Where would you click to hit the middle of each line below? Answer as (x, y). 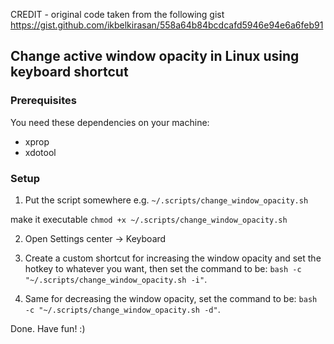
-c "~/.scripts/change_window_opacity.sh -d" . (122, 309)
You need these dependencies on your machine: (110, 122)
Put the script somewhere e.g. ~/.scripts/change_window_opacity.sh (166, 200)
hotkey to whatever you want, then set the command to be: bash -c (163, 268)
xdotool (40, 152)
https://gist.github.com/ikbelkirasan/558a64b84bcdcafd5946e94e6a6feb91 (167, 25)
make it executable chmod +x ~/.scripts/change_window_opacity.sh (149, 219)
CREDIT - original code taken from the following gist (117, 14)
